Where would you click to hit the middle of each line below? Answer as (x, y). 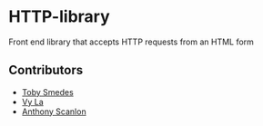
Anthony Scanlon (54, 111)
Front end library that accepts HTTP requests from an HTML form (131, 42)
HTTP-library (59, 17)
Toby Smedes (47, 92)
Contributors (46, 70)
